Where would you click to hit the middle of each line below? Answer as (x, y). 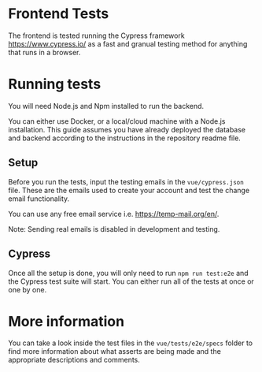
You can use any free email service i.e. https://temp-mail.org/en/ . (114, 214)
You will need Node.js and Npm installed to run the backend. (106, 106)
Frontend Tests (59, 14)
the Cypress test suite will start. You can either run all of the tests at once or (131, 281)
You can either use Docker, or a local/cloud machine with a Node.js (117, 121)
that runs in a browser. (44, 52)
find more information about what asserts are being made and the (115, 352)
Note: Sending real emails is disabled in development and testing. (114, 229)
